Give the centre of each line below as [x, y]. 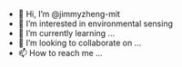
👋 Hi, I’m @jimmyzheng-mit [69, 14]
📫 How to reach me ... [60, 53]
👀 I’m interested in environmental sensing [95, 24]
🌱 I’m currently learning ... [66, 33]
